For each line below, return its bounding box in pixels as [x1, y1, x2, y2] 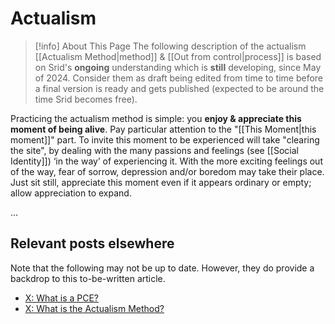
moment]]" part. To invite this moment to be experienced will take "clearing [10, 133, 320, 146]
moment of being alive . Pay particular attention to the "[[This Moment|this [10, 123, 317, 135]
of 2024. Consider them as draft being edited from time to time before [34, 72, 324, 84]
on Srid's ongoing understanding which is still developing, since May [34, 61, 322, 73]
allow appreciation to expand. [10, 187, 132, 199]
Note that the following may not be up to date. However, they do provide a [10, 262, 315, 274]
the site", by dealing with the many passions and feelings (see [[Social [10, 144, 299, 156]
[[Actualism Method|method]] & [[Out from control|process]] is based [34, 50, 322, 62]
